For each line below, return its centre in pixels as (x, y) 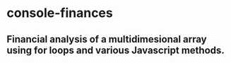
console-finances (60, 13)
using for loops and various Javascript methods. (116, 50)
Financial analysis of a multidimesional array (107, 39)
